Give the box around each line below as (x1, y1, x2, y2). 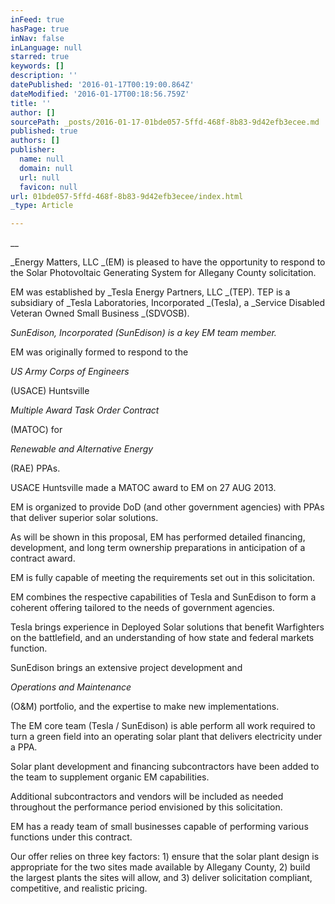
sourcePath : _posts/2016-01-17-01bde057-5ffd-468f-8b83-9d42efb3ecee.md (10, 117, 320, 127)
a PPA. (10, 741, 38, 753)
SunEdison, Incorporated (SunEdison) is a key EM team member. (10, 327, 277, 339)
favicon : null (19, 182, 78, 192)
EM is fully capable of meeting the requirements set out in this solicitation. (10, 572, 315, 584)
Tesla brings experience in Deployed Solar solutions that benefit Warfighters (10, 621, 325, 633)
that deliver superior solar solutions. (10, 512, 159, 524)
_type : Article (10, 201, 74, 211)
